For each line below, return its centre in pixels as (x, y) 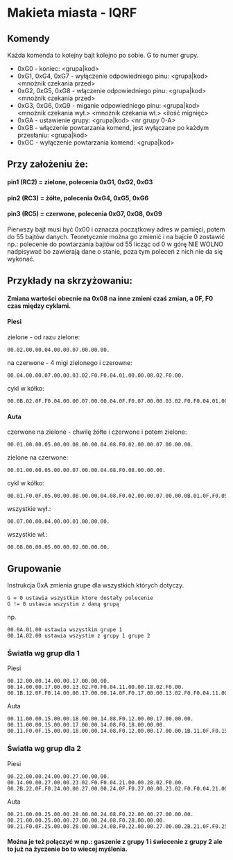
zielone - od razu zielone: (44, 337)
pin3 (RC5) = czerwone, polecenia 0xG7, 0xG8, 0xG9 (85, 214)
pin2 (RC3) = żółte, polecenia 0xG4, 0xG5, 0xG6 (78, 198)
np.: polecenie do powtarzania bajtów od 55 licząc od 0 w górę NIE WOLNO (115, 244)
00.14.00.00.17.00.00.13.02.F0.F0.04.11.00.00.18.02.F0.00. (96, 687)
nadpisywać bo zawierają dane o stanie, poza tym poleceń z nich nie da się (115, 251)
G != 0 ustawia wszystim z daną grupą (63, 604)
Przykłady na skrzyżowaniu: (70, 281)
